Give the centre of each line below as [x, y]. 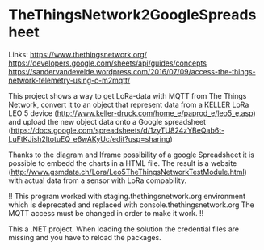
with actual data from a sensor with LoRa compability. [98, 180]
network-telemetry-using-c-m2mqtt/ [69, 80]
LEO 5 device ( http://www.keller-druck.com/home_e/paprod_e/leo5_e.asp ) [132, 113]
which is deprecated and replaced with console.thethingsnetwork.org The [131, 205]
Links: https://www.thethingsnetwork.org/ [78, 54]
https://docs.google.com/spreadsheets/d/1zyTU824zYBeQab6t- [117, 130]
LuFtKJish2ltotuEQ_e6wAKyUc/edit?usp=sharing [90, 138]
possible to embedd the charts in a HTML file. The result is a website [123, 163]
